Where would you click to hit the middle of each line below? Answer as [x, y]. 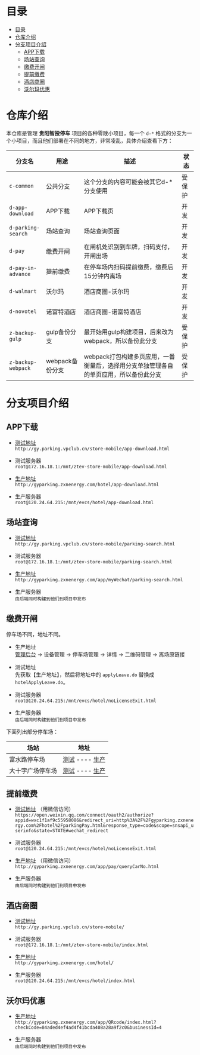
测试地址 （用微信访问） [44, 809]
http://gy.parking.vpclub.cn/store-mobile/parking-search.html [95, 544]
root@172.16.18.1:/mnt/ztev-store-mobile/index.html [82, 945]
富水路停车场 [27, 759]
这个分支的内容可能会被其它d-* [128, 182]
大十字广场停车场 [33, 771]
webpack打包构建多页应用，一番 [129, 357]
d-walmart [23, 291]
